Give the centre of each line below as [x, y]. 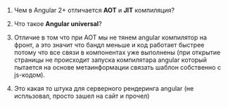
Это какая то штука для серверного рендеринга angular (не [104, 88]
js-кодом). [30, 75]
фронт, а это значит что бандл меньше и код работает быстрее [109, 45]
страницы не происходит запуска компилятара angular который [110, 60]
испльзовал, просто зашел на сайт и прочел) [82, 96]
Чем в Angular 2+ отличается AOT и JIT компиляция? [94, 10]
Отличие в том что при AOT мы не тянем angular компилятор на [110, 37]
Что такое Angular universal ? [58, 24]
